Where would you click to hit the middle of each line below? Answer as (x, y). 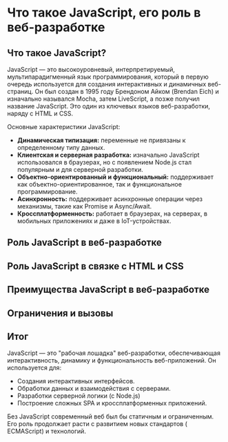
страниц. (20, 92)
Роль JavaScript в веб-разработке (84, 243)
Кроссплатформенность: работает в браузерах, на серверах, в (112, 213)
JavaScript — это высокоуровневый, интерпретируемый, (91, 69)
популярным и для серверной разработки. (80, 170)
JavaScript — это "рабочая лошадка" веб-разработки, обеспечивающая (114, 353)
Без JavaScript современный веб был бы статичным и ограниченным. (111, 416)
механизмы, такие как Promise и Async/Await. (84, 206)
